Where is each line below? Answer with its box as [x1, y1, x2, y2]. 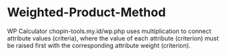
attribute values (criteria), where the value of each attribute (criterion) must [7, 34, 219, 42]
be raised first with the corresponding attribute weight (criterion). [7, 41, 191, 49]
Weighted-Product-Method [7, 5, 166, 20]
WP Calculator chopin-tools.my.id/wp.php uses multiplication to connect [7, 27, 212, 35]
